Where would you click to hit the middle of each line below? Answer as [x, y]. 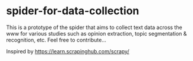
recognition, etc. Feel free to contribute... [56, 40]
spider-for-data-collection [73, 11]
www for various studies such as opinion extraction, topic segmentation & [96, 33]
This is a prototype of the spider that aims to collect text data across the [94, 27]
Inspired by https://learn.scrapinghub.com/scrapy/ [68, 51]
